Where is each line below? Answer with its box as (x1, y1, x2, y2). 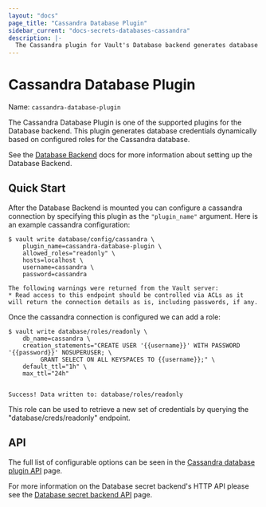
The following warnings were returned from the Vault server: (8, 284, 219, 292)
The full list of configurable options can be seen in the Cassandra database (8, 457, 256, 467)
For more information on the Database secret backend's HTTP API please (8, 481, 249, 491)
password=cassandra (22, 270, 88, 278)
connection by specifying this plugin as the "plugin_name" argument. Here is (8, 211, 259, 220)
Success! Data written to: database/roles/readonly (8, 390, 183, 398)
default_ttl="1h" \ (22, 362, 88, 370)
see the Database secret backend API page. (8, 489, 153, 499)
